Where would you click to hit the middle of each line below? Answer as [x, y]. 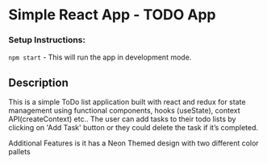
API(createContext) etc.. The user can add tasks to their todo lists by [122, 119]
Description [38, 82]
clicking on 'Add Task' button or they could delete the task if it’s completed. [133, 128]
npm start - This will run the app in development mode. [100, 57]
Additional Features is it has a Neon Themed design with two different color [134, 143]
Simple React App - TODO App [112, 15]
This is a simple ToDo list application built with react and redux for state [127, 102]
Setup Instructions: [47, 40]
